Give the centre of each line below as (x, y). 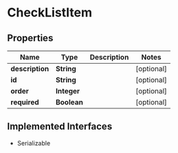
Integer (68, 91)
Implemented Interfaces (60, 127)
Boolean (69, 102)
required (25, 102)
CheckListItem (50, 13)
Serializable (34, 143)
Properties (30, 38)
